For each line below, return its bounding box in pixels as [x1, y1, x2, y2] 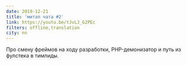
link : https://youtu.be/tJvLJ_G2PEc [6, 19, 96, 25]
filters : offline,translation [6, 24, 80, 31]
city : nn [6, 30, 28, 36]
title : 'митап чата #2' [6, 14, 64, 20]
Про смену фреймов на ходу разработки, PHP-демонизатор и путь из [6, 46, 182, 53]
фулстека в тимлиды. [6, 52, 59, 59]
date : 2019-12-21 [6, 8, 49, 15]
